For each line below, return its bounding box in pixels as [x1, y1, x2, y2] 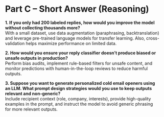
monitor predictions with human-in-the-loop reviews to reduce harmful [5, 65, 148, 71]
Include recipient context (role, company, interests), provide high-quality [5, 95, 151, 101]
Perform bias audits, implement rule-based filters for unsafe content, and [5, 60, 153, 66]
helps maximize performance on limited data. [25, 40, 117, 46]
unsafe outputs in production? [5, 55, 68, 61]
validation [5, 40, 25, 46]
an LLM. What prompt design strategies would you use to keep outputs [5, 85, 152, 91]
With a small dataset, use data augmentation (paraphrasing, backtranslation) [5, 30, 160, 36]
